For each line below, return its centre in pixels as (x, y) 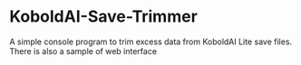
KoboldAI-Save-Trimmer (103, 17)
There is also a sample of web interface (83, 51)
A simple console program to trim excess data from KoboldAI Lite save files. (151, 42)
